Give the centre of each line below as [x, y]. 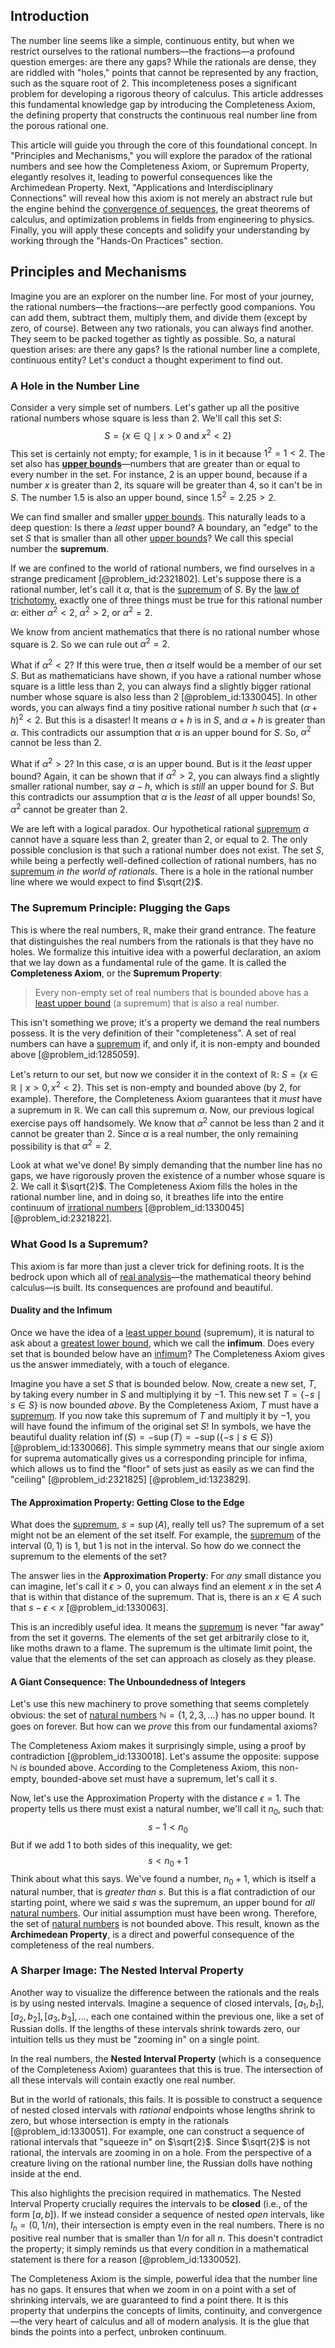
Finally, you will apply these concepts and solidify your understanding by [160, 230]
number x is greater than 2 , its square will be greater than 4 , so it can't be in [166, 485]
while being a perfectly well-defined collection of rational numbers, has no [163, 861]
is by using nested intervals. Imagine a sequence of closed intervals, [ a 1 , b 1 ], [167, 2004]
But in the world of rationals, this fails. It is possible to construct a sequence [166, 2100]
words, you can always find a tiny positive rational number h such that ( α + [164, 707]
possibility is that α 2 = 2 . [61, 1145]
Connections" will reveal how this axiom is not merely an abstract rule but [161, 198]
